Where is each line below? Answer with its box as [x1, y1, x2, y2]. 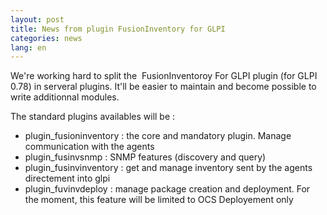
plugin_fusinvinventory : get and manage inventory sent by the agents [24, 162, 313, 174]
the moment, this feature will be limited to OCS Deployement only [24, 194, 294, 206]
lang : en [10, 42, 47, 53]
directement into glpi [24, 172, 111, 185]
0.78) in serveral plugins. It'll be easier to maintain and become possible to [10, 81, 317, 93]
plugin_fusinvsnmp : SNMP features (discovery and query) [24, 151, 267, 163]
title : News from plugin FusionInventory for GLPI [10, 24, 226, 34]
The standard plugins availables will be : [10, 111, 176, 123]
